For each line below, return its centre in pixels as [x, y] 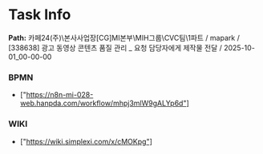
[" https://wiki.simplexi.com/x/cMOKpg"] [86, 141]
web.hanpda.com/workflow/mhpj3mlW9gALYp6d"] [105, 103]
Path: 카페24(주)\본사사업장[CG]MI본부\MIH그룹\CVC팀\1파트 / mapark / [124, 38]
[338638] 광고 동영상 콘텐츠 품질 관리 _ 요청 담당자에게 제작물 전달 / [115, 47]
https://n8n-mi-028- [60, 95]
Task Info [40, 15]
